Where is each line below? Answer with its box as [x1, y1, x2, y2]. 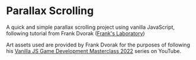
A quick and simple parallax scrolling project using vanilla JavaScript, [6, 24, 175, 31]
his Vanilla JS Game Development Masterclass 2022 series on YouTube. [6, 47, 182, 54]
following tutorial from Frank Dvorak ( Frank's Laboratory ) [6, 29, 145, 36]
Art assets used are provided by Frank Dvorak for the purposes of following [6, 41, 191, 48]
